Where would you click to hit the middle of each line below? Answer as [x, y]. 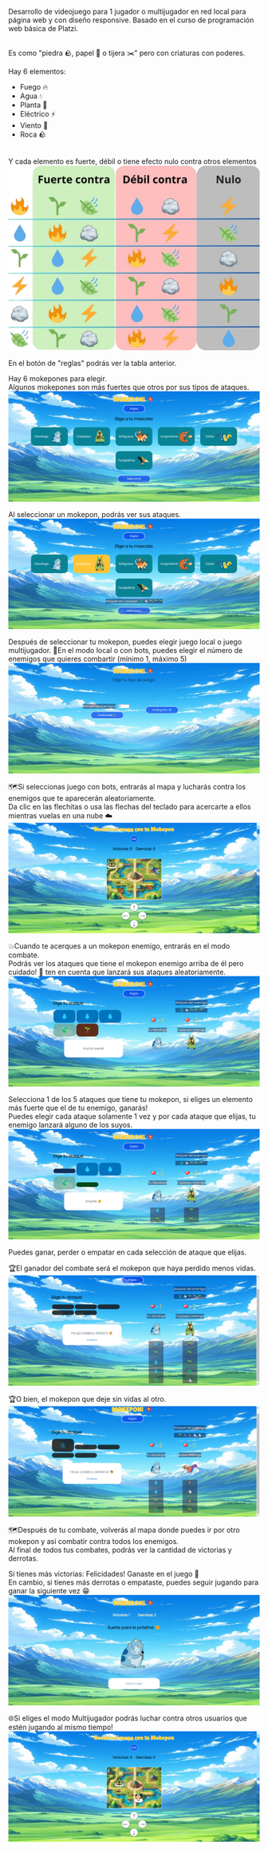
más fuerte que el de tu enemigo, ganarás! [78, 1108]
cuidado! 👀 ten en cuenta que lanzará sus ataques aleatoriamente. [117, 972]
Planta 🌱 [33, 105]
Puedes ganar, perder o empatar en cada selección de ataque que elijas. [128, 1252]
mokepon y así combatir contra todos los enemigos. [94, 1541]
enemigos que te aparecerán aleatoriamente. [82, 798]
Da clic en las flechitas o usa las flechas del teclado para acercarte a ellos [130, 806]
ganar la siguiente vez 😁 [49, 1590]
